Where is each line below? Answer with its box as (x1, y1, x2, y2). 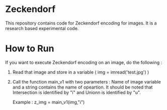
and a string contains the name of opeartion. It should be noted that (12, 84, 153, 90)
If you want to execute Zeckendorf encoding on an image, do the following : (5, 59, 162, 65)
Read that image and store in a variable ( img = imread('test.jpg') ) (12, 69, 149, 75)
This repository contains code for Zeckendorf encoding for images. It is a (5, 20, 157, 26)
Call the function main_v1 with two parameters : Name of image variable (12, 78, 161, 84)
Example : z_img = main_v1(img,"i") (12, 99, 85, 105)
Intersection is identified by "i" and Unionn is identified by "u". (12, 89, 141, 95)
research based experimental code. (5, 25, 79, 31)
